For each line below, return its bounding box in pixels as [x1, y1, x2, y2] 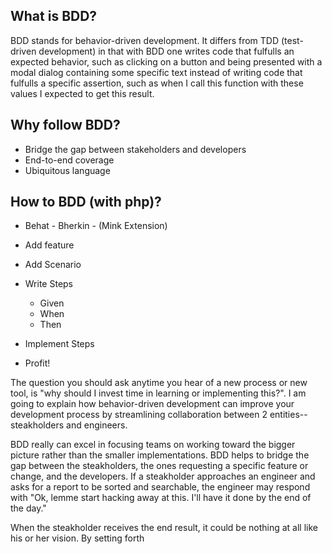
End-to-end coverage [24, 154, 115, 166]
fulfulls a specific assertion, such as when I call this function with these [10, 77, 304, 89]
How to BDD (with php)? [10, 194, 162, 211]
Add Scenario [24, 259, 82, 271]
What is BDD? [10, 8, 98, 25]
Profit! [24, 357, 51, 369]
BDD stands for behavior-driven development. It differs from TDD [10, 34, 280, 46]
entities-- [269, 409, 308, 421]
